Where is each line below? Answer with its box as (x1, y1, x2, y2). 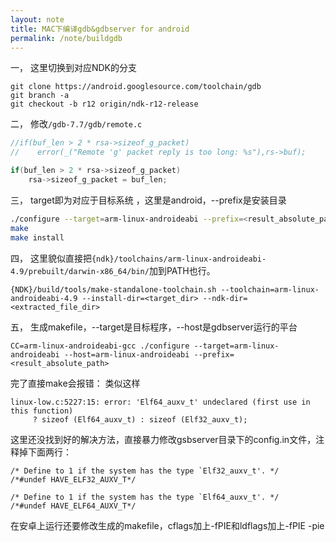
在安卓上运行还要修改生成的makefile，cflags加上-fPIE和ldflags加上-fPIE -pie (10, 519, 325, 531)
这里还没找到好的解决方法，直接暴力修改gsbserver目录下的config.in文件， (10, 433, 317, 445)
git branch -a (10, 91, 70, 101)
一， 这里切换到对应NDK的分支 (10, 62, 137, 74)
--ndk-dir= (202, 293, 248, 303)
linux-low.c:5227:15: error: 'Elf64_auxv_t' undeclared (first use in (10, 397, 311, 407)
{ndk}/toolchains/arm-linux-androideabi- (91, 254, 267, 264)
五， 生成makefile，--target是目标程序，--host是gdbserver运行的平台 (10, 321, 298, 333)
